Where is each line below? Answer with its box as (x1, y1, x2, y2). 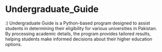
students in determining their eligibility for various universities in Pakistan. (5, 25, 157, 31)
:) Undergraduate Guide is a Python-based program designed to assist (5, 20, 150, 26)
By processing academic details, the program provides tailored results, (5, 30, 151, 36)
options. (5, 41, 22, 47)
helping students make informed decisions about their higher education (5, 36, 152, 42)
